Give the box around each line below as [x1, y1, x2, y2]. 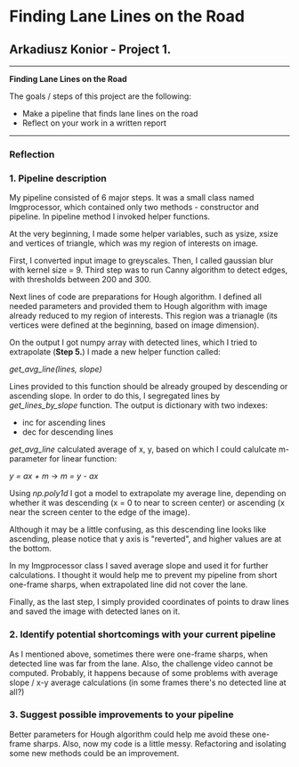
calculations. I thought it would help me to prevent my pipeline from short [9, 570, 278, 581]
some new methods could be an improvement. [9, 747, 180, 758]
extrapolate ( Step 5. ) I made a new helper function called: [9, 347, 221, 357]
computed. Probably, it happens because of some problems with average [9, 667, 279, 678]
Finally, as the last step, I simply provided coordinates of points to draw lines [9, 597, 289, 608]
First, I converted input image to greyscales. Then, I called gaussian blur [9, 256, 274, 266]
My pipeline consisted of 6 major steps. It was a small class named [9, 192, 255, 203]
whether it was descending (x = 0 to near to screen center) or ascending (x [9, 497, 285, 509]
